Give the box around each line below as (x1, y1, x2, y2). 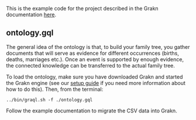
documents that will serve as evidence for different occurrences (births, (6, 50, 180, 57)
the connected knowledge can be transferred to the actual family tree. (6, 62, 176, 69)
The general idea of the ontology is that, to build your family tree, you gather (6, 43, 190, 50)
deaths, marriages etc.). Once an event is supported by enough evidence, (6, 55, 184, 63)
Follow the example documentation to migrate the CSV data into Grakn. (6, 107, 177, 114)
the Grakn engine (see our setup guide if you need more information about (6, 79, 186, 86)
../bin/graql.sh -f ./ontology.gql (6, 97, 93, 103)
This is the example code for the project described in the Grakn (6, 5, 159, 12)
